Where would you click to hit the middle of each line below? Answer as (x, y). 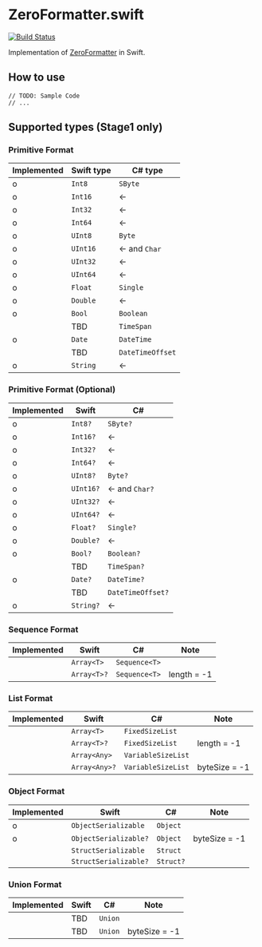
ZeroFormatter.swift (76, 15)
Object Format (37, 791)
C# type (147, 171)
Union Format (35, 884)
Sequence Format (43, 629)
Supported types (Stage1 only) (86, 127)
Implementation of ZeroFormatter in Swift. (77, 52)
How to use (37, 77)
